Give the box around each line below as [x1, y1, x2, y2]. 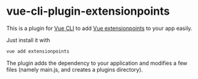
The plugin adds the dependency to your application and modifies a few [6, 59, 188, 67]
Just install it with [6, 36, 51, 43]
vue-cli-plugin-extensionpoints [6, 4, 170, 18]
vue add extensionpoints [6, 48, 70, 55]
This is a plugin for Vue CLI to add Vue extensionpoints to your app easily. [6, 24, 193, 32]
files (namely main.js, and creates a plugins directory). [6, 66, 143, 73]
